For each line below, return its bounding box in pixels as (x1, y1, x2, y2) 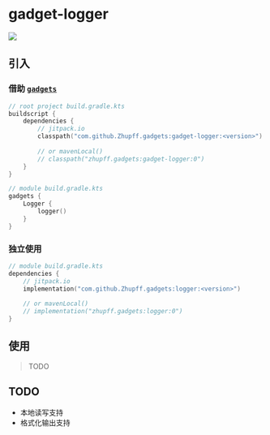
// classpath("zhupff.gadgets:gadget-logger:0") (37, 155, 205, 163)
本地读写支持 (19, 407, 63, 417)
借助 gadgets (8, 83, 58, 94)
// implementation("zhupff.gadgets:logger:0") (23, 308, 183, 316)
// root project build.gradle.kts (8, 102, 126, 110)
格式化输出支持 (19, 417, 71, 427)
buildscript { (8, 110, 57, 118)
